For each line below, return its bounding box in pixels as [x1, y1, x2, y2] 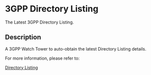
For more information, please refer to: [5, 55, 80, 61]
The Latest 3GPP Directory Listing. [5, 19, 74, 25]
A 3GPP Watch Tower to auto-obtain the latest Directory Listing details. [5, 46, 147, 51]
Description [5, 33, 41, 41]
